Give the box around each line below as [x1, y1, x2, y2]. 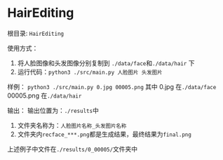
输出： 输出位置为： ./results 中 [7, 106, 100, 114]
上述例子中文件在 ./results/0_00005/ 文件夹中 [7, 145, 138, 153]
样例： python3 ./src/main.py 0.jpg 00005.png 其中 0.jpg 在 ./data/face [7, 82, 217, 91]
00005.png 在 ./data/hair [7, 91, 82, 100]
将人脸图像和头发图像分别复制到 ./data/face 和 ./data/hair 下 [17, 58, 195, 67]
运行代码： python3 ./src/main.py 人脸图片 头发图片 [17, 67, 163, 76]
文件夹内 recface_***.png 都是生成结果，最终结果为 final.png [17, 130, 191, 138]
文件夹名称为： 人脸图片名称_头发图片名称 [17, 121, 127, 129]
